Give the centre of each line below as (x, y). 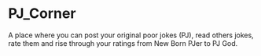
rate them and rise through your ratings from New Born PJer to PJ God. (123, 43)
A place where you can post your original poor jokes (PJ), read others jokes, (131, 35)
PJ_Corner (42, 14)
